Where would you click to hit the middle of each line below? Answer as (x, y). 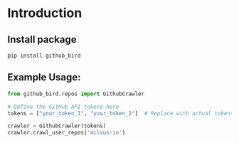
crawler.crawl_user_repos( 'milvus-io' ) (67, 133)
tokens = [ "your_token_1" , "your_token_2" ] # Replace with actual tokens (121, 113)
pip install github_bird (44, 55)
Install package (42, 39)
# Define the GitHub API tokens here (63, 107)
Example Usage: (44, 77)
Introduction (45, 13)
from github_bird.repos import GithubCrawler (76, 94)
